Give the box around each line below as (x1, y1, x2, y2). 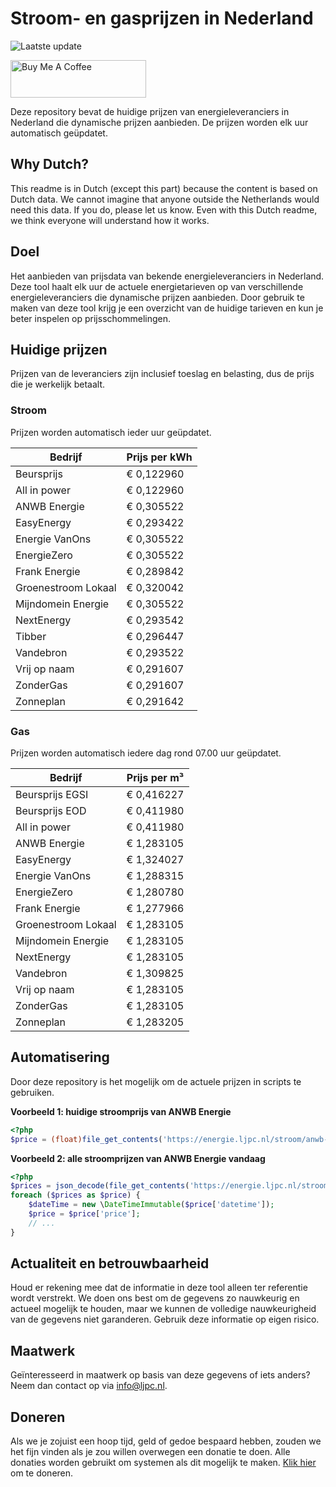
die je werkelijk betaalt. (10, 378, 106, 391)
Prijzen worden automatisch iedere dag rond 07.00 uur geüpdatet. (10, 747, 282, 759)
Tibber (15, 629, 47, 643)
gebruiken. (10, 1086, 55, 1098)
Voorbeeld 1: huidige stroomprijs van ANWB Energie (10, 1105, 232, 1117)
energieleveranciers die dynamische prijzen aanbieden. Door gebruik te (10, 291, 305, 303)
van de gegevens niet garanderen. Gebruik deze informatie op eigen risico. (10, 1313, 320, 1326)
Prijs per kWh (126, 450, 193, 464)
